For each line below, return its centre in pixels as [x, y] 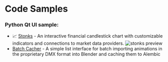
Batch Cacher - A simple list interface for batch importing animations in [87, 49]
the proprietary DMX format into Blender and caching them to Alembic [86, 54]
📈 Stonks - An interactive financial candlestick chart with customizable [87, 36]
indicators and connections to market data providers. [68, 43]
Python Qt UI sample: [32, 25]
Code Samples [36, 9]
